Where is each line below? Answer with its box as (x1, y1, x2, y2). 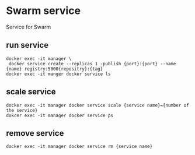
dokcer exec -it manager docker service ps (6, 112, 114, 118)
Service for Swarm (6, 23, 51, 30)
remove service (6, 128, 64, 138)
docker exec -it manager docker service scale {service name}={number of (6, 102, 190, 108)
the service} (6, 107, 38, 113)
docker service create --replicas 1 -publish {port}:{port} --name (8, 61, 176, 66)
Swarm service (6, 4, 81, 17)
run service (6, 40, 48, 50)
